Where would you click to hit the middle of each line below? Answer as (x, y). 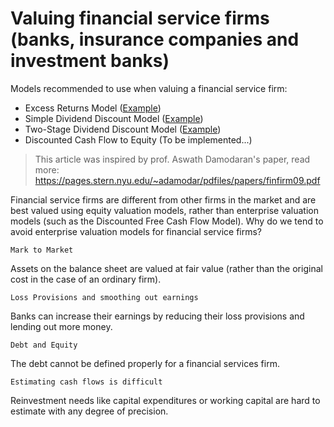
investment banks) (90, 61)
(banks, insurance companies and (155, 39)
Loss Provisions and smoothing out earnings (104, 297)
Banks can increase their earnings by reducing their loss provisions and (157, 316)
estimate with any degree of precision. (89, 411)
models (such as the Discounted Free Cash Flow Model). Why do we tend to (167, 221)
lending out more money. (61, 326)
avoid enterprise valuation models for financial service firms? (136, 231)
